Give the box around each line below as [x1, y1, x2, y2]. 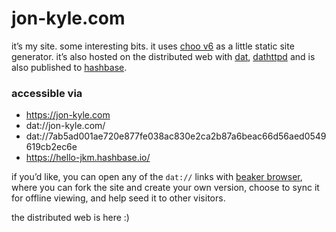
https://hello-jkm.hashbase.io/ [25, 152, 151, 164]
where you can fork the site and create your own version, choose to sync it [11, 182, 320, 194]
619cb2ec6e [25, 141, 78, 153]
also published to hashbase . [11, 61, 128, 73]
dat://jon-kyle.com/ [25, 120, 106, 132]
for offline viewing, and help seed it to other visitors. [11, 192, 226, 204]
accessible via [11, 86, 83, 100]
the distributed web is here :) [11, 212, 130, 224]
